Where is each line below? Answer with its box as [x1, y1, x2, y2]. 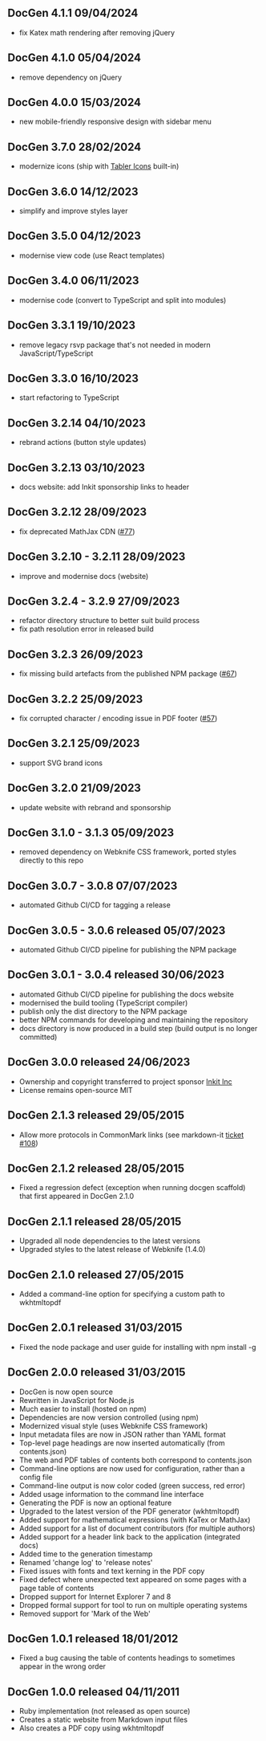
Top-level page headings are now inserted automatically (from [18, 1437, 225, 1448]
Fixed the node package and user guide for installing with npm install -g [18, 1342, 257, 1352]
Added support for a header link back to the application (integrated [18, 1531, 241, 1541]
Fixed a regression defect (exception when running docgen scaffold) [18, 1183, 246, 1193]
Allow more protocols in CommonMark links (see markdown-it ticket [18, 1130, 244, 1140]
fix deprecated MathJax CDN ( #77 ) [18, 526, 135, 536]
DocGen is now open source [18, 1387, 114, 1396]
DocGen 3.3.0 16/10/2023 [7, 371, 139, 385]
